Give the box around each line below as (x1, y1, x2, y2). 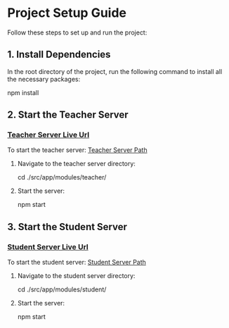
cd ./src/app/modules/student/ (17, 285, 107, 294)
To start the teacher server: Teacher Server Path (7, 146, 148, 154)
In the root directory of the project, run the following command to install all (7, 67, 223, 75)
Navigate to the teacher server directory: (17, 160, 136, 168)
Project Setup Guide (7, 5, 127, 21)
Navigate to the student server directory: (17, 272, 136, 280)
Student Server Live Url (7, 241, 89, 251)
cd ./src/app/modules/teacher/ (17, 173, 107, 182)
